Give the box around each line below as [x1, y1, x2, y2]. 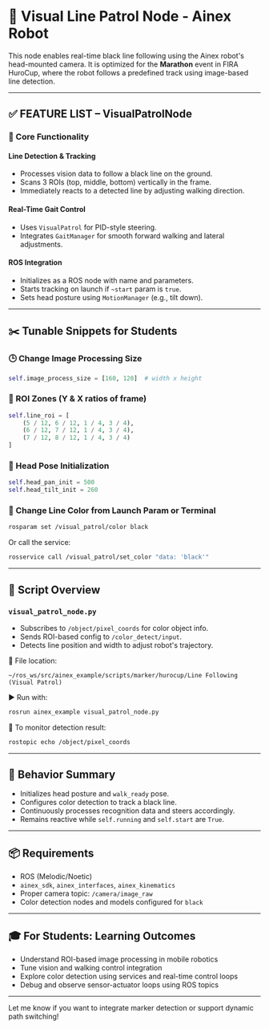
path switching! [8, 1011, 59, 1022]
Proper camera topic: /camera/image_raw [19, 889, 154, 898]
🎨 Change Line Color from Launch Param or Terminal [8, 505, 216, 516]
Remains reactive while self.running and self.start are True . [19, 815, 225, 824]
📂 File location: [8, 656, 58, 665]
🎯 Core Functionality [8, 132, 90, 143]
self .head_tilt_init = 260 [8, 486, 98, 494]
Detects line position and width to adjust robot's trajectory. [19, 640, 214, 649]
